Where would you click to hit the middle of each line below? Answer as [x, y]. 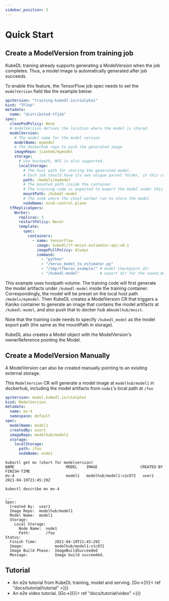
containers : [40, 236]
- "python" [53, 260]
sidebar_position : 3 [27, 10]
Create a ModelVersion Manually [58, 356]
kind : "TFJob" [20, 105]
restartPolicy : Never [41, 222]
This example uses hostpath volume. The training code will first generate [81, 283]
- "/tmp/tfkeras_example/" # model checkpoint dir [95, 269]
